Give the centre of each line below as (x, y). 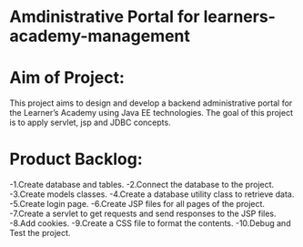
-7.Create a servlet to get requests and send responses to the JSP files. (143, 214)
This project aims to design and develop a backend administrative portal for (151, 103)
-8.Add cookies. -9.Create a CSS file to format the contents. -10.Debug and (150, 223)
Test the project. (40, 233)
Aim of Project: (67, 78)
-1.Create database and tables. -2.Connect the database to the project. (142, 185)
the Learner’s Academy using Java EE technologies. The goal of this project (151, 113)
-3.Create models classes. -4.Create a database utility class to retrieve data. (152, 194)
